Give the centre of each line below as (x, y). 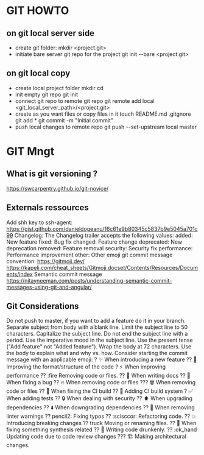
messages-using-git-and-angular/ (49, 287)
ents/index (20, 274)
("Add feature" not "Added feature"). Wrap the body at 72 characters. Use (99, 347)
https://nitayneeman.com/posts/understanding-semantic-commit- (89, 280)
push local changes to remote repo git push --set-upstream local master (106, 127)
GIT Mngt (30, 151)
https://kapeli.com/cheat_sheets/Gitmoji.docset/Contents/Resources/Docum (102, 267)
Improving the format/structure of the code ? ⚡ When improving (86, 367)
